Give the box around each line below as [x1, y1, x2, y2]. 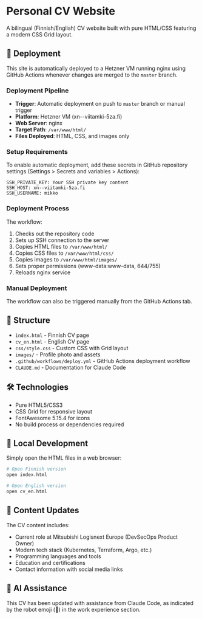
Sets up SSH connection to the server [15, 236, 110, 244]
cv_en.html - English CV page [15, 337, 90, 345]
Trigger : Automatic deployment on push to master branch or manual [15, 100, 185, 108]
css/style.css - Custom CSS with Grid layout [15, 344, 129, 351]
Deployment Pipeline [6, 86, 69, 95]
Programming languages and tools [15, 552, 101, 560]
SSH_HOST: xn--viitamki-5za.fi [6, 185, 86, 191]
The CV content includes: [6, 521, 70, 528]
